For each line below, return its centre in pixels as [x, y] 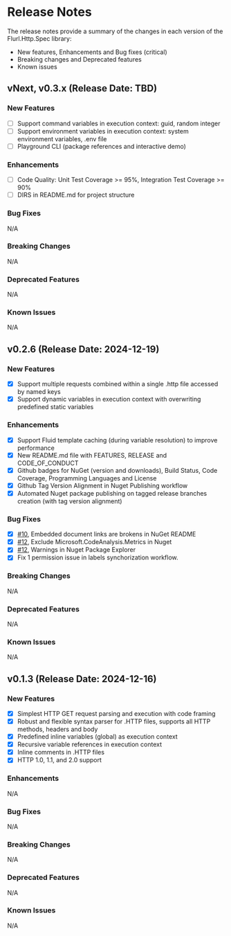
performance [36, 448]
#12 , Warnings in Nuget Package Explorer [76, 550]
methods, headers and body [57, 729]
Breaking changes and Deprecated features [79, 59]
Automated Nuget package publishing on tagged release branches [112, 493]
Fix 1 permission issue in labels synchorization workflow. [98, 557]
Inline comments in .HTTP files [61, 753]
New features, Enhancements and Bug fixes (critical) [92, 52]
